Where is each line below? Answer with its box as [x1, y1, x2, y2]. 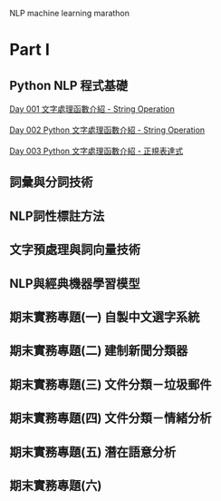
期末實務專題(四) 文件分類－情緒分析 [9, 410, 212, 426]
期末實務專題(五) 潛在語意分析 [9, 444, 177, 459]
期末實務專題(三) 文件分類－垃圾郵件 [9, 377, 212, 392]
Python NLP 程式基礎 [9, 77, 129, 93]
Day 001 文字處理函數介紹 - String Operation [9, 103, 175, 114]
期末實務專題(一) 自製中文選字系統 [9, 309, 200, 325]
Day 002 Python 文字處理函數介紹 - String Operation [9, 124, 206, 135]
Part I [9, 40, 50, 60]
